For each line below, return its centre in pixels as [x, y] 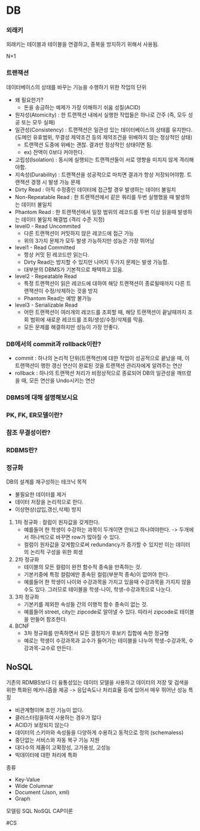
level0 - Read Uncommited [48, 226]
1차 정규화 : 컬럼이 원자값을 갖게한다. [57, 522]
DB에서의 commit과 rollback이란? [54, 344]
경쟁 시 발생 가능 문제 [56, 182]
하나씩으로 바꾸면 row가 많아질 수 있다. [75, 537]
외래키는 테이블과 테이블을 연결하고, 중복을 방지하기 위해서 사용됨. [83, 44]
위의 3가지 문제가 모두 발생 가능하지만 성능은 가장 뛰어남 [89, 240]
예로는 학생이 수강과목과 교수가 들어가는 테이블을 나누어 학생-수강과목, [105, 641]
